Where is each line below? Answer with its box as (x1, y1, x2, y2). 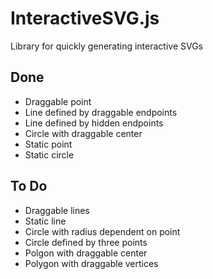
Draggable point (24, 95, 92, 107)
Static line (24, 215, 67, 227)
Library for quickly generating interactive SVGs (10, 40, 204, 52)
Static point (24, 138, 73, 150)
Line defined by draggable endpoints (24, 106, 178, 118)
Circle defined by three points (24, 236, 148, 248)
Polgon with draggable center (24, 247, 148, 259)
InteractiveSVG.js (10, 7, 160, 30)
